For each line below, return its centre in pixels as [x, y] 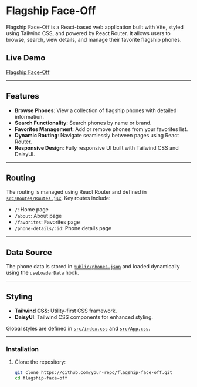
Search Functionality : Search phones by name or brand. [83, 123]
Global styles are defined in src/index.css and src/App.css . [78, 328]
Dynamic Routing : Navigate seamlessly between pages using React [97, 135]
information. [29, 116]
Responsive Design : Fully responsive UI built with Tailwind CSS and [96, 147]
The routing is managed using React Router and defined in [77, 192]
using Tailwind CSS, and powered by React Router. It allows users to [89, 33]
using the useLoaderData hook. [43, 273]
